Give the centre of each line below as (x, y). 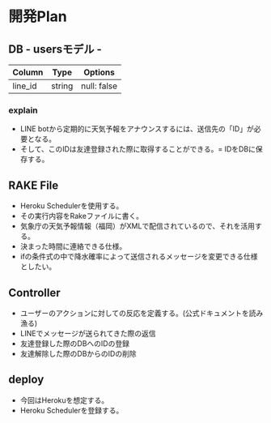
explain (23, 110)
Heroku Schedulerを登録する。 (72, 410)
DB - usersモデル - (55, 49)
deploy (26, 380)
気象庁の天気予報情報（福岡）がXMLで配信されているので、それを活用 (137, 226)
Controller (34, 293)
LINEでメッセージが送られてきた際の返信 (88, 333)
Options (99, 72)
